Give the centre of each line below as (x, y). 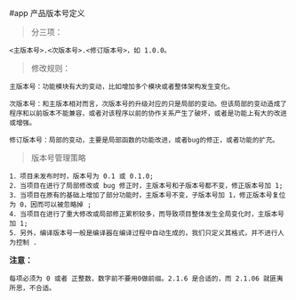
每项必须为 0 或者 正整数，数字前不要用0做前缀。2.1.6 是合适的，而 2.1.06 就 (140, 279)
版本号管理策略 (58, 158)
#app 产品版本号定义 (47, 13)
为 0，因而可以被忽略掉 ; (50, 205)
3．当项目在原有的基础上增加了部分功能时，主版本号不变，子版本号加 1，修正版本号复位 (148, 195)
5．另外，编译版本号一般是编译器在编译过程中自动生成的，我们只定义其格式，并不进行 (144, 233)
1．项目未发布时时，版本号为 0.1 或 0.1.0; (81, 176)
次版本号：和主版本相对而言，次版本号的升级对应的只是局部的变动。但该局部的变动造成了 (148, 104)
